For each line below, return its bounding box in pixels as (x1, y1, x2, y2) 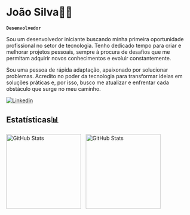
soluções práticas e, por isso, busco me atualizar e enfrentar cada (6, 79, 169, 86)
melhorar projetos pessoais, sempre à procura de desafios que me (6, 48, 170, 56)
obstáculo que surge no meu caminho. (6, 85, 102, 92)
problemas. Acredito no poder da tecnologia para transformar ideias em (6, 72, 183, 79)
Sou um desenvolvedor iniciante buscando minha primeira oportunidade (6, 35, 184, 42)
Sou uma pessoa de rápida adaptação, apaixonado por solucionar (6, 66, 168, 73)
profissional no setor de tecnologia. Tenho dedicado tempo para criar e (6, 42, 182, 49)
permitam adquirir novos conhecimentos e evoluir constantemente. (6, 54, 171, 62)
